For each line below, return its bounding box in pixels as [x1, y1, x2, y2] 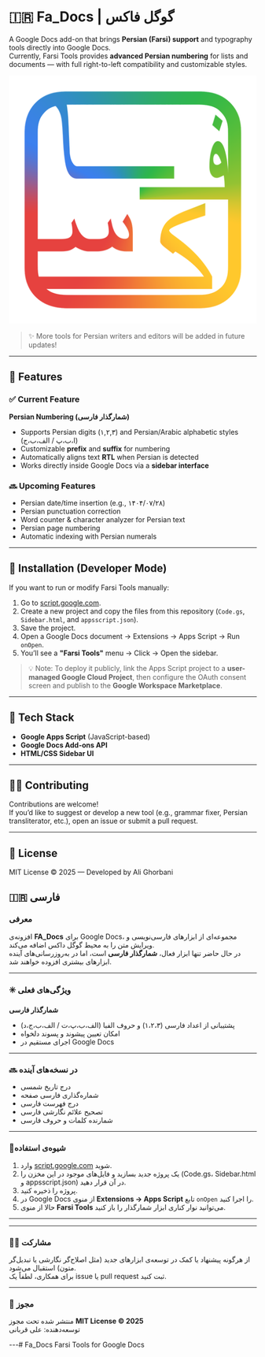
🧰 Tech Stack [9, 711, 75, 725]
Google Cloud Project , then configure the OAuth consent [61, 672, 247, 681]
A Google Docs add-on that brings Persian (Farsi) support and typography [9, 34, 252, 43]
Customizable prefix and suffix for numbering [20, 443, 171, 453]
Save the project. [20, 623, 76, 632]
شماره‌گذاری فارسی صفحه [20, 1091, 99, 1100]
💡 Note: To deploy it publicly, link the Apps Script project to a [28, 663, 226, 673]
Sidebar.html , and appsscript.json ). [20, 614, 138, 624]
